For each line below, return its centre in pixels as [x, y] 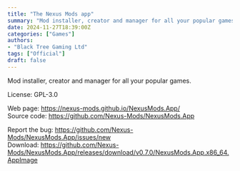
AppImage [22, 160]
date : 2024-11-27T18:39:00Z [49, 27]
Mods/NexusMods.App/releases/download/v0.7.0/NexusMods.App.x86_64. [119, 152]
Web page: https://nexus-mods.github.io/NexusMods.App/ [94, 108]
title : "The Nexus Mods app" [51, 14]
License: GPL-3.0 [33, 94]
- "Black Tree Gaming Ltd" [47, 47]
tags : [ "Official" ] [36, 54]
